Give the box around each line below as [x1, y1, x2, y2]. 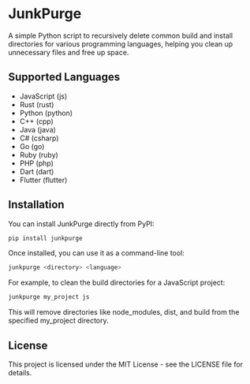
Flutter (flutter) [19, 175, 68, 185]
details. [8, 368, 32, 377]
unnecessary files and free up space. [8, 47, 129, 57]
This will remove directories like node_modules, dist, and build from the [8, 308, 240, 317]
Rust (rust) [19, 99, 54, 109]
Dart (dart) [19, 166, 54, 176]
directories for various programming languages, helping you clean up [8, 39, 233, 48]
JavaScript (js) [19, 91, 68, 101]
